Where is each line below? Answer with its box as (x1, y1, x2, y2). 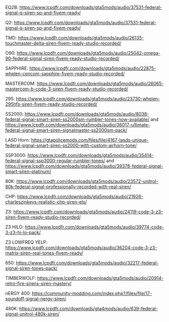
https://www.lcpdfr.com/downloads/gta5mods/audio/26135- (17, 35, 144, 41)
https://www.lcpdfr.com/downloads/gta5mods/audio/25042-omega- (17, 50, 161, 56)
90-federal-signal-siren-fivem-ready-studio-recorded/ (5, 55, 120, 61)
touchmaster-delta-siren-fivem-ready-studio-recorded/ (5, 40, 122, 46)
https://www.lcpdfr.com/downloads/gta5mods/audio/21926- (17, 194, 144, 200)
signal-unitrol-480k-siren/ (5, 311, 60, 317)
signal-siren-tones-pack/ (5, 265, 58, 271)
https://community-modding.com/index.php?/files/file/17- (31, 291, 152, 296)
